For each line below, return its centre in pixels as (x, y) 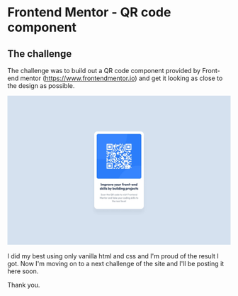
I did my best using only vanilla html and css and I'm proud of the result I (113, 256)
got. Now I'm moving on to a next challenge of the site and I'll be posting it (116, 263)
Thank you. (24, 285)
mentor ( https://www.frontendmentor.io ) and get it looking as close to (121, 78)
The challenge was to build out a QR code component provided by (104, 71)
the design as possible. (41, 86)
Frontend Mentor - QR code (89, 12)
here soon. (23, 271)
